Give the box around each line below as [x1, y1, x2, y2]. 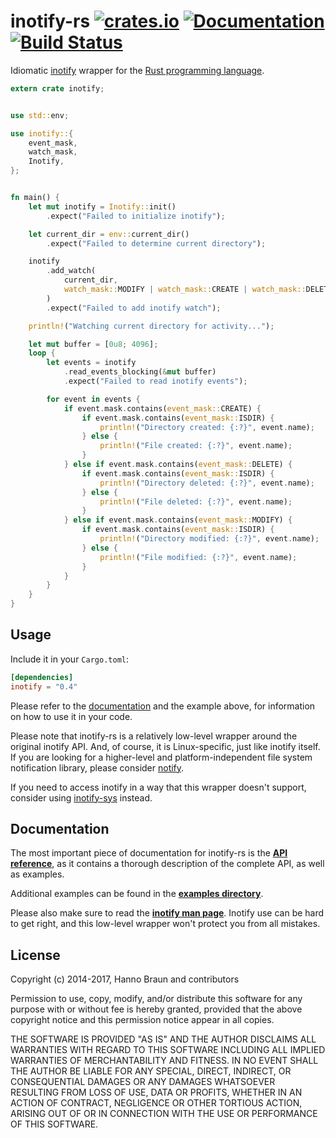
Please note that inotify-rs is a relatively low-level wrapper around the [10, 730, 298, 742]
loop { [28, 348, 56, 359]
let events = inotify [46, 358, 137, 368]
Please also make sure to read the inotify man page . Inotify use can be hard [10, 907, 325, 919]
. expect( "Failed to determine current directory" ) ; [46, 238, 267, 249]
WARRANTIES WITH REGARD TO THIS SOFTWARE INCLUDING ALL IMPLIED [10, 1044, 326, 1056]
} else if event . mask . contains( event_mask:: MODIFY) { [63, 515, 293, 525]
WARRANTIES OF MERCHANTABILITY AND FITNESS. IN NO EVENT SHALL [10, 1055, 319, 1067]
